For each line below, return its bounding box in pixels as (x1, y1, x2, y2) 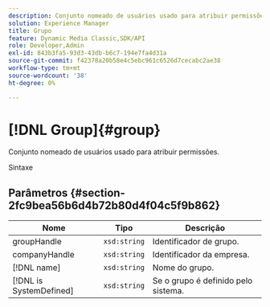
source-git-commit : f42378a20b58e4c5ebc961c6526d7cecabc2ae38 (8, 57, 221, 65)
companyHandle (12, 249, 75, 260)
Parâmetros (8, 186, 68, 199)
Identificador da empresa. (152, 249, 250, 260)
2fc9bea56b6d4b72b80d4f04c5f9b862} (8, 199, 221, 212)
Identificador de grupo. (152, 236, 239, 248)
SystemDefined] (12, 285, 74, 297)
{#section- (70, 186, 126, 199)
